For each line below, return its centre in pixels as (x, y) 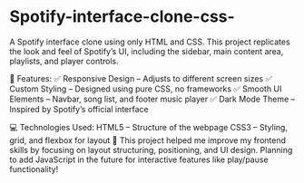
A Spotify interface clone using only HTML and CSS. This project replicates (150, 42)
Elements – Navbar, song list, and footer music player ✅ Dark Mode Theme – (152, 99)
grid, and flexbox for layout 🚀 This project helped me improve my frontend (148, 140)
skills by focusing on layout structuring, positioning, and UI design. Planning (151, 149)
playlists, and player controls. (64, 61)
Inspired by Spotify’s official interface (79, 109)
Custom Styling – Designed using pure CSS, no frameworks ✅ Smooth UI (146, 89)
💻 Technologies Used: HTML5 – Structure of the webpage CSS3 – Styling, (149, 127)
